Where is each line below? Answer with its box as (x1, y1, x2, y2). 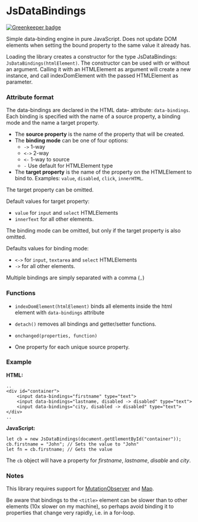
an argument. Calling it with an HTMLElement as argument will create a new (6, 65, 191, 72)
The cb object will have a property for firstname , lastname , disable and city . (6, 457, 191, 464)
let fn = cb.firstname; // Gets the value (6, 446, 113, 452)
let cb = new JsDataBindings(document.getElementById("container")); (6, 436, 182, 442)
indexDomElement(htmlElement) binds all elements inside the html (14, 303, 173, 310)
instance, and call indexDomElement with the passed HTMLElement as (6, 72, 179, 79)
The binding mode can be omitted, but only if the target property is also (6, 227, 181, 234)
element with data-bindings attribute (14, 308, 105, 316)
